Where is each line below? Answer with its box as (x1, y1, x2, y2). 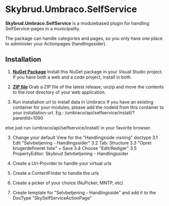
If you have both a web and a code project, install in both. (12, 74, 132, 80)
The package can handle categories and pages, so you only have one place (5, 35, 163, 41)
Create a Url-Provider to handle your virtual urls (12, 160, 112, 166)
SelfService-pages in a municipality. (5, 25, 81, 31)
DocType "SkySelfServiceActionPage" (12, 195, 92, 201)
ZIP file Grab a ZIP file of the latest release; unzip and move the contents (12, 84, 164, 90)
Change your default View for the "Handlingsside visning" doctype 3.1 (12, 134, 158, 141)
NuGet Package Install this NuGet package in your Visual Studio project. (12, 68, 163, 75)
